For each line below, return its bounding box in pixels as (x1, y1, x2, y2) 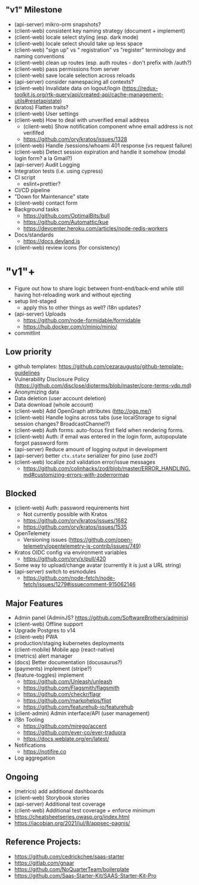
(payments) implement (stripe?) (14, 665, 92, 673)
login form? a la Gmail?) (14, 154, 73, 161)
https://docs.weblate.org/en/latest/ (23, 735, 109, 743)
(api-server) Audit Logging (14, 161, 80, 168)
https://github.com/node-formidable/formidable (23, 316, 141, 323)
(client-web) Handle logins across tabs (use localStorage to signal (14, 413, 177, 421)
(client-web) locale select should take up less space (14, 40, 143, 47)
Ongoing (5, 772, 39, 782)
